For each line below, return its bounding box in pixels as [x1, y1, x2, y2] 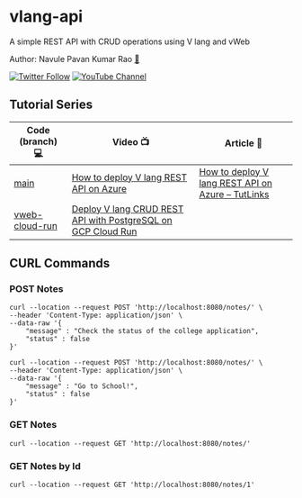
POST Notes [9, 283, 64, 295]
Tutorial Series [9, 97, 93, 113]
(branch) [19, 135, 58, 148]
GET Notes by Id [9, 459, 81, 472]
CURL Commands [9, 256, 111, 271]
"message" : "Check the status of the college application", [25, 327, 259, 336]
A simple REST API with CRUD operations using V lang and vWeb [9, 36, 250, 47]
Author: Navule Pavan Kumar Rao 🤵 [9, 53, 140, 64]
